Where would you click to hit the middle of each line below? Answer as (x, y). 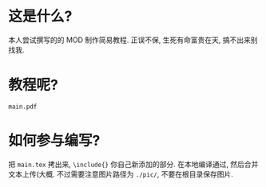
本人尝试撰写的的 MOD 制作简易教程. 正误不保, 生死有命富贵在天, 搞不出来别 (133, 40)
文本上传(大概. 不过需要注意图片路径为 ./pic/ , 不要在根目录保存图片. (121, 174)
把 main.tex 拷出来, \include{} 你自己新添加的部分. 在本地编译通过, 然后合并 (133, 164)
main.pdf (23, 107)
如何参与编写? (54, 141)
